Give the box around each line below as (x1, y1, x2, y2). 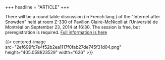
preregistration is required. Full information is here (5, 30, 108, 35)
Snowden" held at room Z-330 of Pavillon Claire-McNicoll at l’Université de (5, 19, 158, 25)
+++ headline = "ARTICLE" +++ (5, 4, 69, 10)
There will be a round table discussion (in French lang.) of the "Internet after (5, 14, 161, 19)
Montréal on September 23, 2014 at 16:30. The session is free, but (5, 24, 140, 30)
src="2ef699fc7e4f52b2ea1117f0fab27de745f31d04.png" (5, 44, 121, 50)
